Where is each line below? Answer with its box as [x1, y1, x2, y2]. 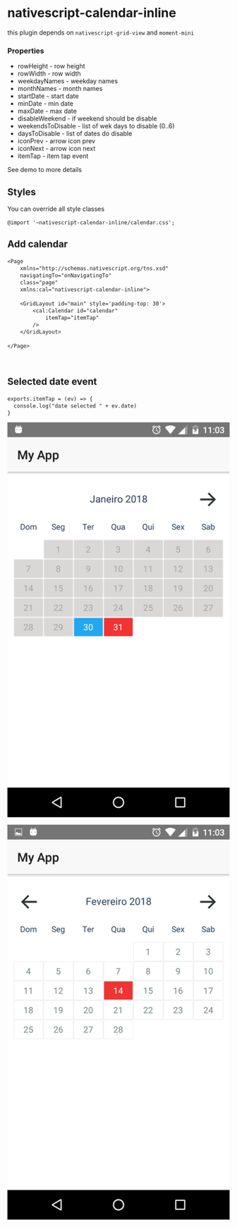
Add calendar [7, 238, 68, 250]
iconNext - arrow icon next [17, 145, 96, 153]
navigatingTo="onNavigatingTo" [20, 271, 112, 279]
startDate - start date [17, 92, 79, 100]
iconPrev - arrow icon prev [17, 137, 96, 145]
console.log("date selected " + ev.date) [13, 402, 138, 410]
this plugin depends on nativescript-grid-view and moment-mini [7, 28, 195, 37]
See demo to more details [7, 166, 83, 174]
